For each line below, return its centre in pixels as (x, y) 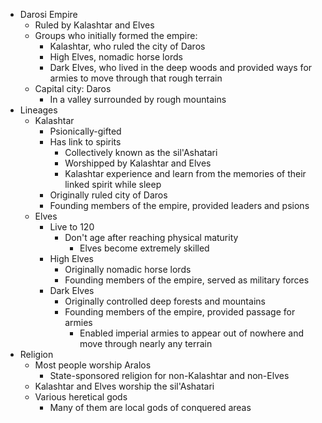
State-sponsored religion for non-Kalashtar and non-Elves (169, 375)
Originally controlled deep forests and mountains (165, 301)
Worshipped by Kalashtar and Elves (138, 163)
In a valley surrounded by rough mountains (138, 99)
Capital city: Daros (73, 88)
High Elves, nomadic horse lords (116, 57)
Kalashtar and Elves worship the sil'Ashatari (124, 386)
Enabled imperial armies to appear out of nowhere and (192, 333)
